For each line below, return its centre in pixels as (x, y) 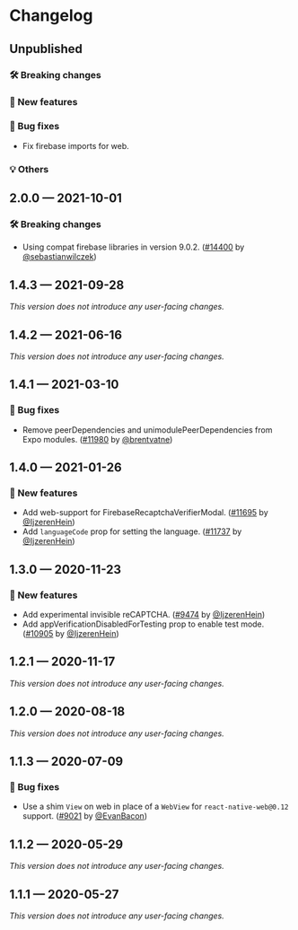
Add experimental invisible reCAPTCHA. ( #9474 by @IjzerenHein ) (144, 615)
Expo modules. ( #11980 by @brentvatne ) (97, 439)
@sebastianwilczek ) (59, 257)
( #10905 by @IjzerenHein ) (70, 634)
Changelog (51, 16)
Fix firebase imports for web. (76, 145)
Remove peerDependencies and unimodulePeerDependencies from (147, 430)
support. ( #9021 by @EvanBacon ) (85, 816)
